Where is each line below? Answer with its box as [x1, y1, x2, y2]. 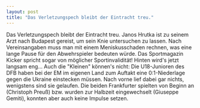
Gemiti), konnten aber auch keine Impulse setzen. [6, 94, 129, 102]
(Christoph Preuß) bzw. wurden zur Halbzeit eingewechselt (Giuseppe [6, 88, 179, 95]
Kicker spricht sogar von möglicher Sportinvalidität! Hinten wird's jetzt [6, 56, 179, 64]
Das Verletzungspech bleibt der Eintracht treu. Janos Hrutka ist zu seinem [6, 31, 189, 38]
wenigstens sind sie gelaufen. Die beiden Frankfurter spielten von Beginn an [6, 82, 195, 89]
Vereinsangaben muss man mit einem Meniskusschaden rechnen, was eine [6, 43, 192, 51]
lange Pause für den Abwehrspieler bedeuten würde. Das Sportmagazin [6, 50, 184, 57]
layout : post [6, 8, 39, 15]
